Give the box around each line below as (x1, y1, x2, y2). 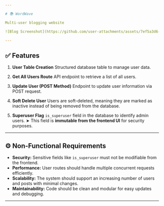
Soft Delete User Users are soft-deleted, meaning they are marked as (12, 98, 152, 104)
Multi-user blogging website (5, 20, 64, 25)
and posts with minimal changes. (12, 181, 79, 186)
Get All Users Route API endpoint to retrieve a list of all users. (12, 74, 137, 80)
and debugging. (12, 191, 44, 197)
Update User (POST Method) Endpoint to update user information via (12, 83, 152, 89)
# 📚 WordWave (5, 11, 33, 16)
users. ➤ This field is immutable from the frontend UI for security (12, 118, 145, 124)
